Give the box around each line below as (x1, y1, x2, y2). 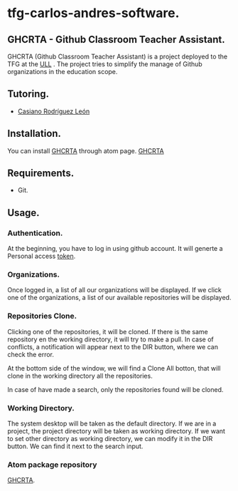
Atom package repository (7, 460, 97, 470)
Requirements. (7, 167, 75, 180)
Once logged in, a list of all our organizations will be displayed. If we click (7, 286, 222, 294)
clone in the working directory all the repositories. (7, 371, 153, 380)
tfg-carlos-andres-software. (7, 5, 180, 21)
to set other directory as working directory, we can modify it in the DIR (7, 435, 213, 443)
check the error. (7, 350, 55, 358)
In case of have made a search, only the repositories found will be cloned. (7, 385, 224, 393)
